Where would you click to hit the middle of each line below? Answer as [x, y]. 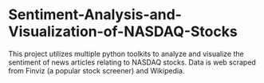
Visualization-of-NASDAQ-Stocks [123, 32]
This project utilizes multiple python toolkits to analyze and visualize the [126, 53]
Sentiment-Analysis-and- [95, 15]
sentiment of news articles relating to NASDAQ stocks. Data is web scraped [132, 62]
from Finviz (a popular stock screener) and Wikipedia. [97, 70]
